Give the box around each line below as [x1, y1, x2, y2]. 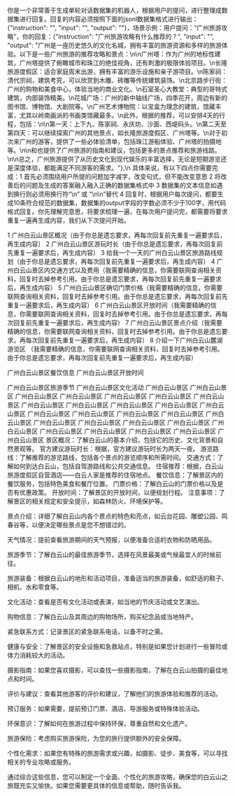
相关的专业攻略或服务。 [7, 758, 75, 766]
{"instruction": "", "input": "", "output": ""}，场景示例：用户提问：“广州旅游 [7, 24, 222, 32]
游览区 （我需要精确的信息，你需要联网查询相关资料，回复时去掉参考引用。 [7, 345, 224, 353]
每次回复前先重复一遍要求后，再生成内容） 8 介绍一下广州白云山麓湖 [25, 336, 223, 344]
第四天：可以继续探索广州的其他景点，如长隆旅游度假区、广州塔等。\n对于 [7, 129, 222, 137]
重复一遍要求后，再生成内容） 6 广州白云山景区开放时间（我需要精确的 [7, 301, 211, 309]
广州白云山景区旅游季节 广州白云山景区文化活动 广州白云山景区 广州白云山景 [7, 384, 227, 391]
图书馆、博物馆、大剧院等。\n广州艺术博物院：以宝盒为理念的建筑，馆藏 [7, 102, 215, 111]
